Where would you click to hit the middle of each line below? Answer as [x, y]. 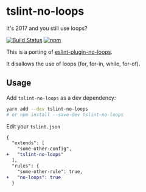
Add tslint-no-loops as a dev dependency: [61, 98]
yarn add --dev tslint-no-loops [47, 109]
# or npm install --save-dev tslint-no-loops [65, 114]
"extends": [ [28, 143]
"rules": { [26, 166]
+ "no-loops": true [34, 177]
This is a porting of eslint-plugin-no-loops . [59, 52]
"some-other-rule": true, [50, 172]
